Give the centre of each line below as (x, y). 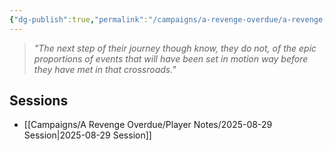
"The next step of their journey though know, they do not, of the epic (175, 48)
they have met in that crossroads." (105, 69)
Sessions (39, 101)
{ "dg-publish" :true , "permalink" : (79, 19)
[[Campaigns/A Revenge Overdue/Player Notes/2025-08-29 (148, 125)
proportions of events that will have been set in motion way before (171, 58)
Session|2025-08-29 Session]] (87, 135)
